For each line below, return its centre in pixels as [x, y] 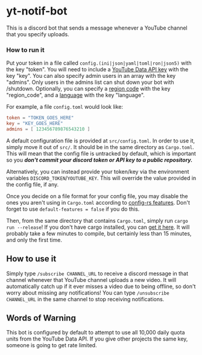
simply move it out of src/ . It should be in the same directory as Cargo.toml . [100, 147]
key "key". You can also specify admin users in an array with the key [91, 76]
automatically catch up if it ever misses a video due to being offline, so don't [101, 286]
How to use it [31, 259]
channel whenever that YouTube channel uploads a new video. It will [91, 280]
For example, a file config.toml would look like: [65, 107]
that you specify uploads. [38, 34]
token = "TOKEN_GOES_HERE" [40, 118]
